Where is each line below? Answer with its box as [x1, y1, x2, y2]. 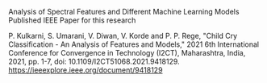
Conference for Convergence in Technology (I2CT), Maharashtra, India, [8, 48, 246, 57]
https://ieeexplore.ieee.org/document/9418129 [8, 65, 163, 75]
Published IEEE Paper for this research [8, 15, 136, 25]
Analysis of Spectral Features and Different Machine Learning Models [8, 7, 240, 16]
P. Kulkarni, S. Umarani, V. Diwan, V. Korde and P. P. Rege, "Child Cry [8, 31, 238, 40]
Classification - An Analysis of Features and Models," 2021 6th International [8, 39, 260, 49]
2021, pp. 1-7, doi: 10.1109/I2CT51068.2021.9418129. [8, 56, 180, 66]
